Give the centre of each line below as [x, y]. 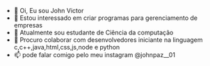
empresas [28, 25]
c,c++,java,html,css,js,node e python [67, 47]
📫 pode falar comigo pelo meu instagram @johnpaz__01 [95, 55]
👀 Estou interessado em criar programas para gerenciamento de [106, 18]
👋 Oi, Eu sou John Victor [49, 11]
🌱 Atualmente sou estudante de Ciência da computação [94, 32]
